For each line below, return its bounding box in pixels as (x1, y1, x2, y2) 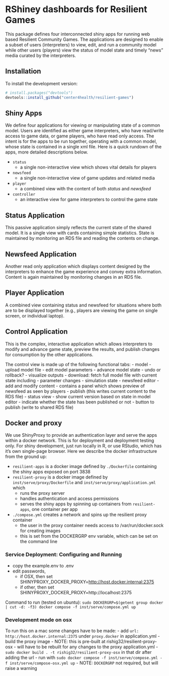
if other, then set (20, 584, 54, 590)
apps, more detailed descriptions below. (5, 149, 89, 155)
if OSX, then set (20, 573, 53, 579)
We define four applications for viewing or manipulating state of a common (5, 122, 160, 128)
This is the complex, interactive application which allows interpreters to (5, 341, 152, 347)
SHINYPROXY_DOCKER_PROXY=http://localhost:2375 (20, 589, 132, 595)
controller (12, 192, 36, 197)
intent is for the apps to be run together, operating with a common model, (5, 138, 157, 144)
